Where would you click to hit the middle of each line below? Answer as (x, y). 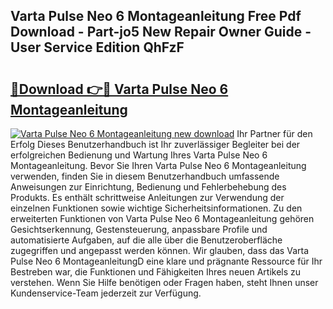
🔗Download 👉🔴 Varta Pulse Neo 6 (119, 89)
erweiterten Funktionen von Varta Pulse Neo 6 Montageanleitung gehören (162, 218)
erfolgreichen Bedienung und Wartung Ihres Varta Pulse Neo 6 (139, 155)
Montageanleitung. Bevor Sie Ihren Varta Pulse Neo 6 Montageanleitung (158, 165)
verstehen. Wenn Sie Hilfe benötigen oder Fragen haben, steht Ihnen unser (164, 282)
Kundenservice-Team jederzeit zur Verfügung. (106, 293)
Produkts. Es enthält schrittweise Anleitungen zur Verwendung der (147, 197)
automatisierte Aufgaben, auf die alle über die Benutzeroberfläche (146, 240)
